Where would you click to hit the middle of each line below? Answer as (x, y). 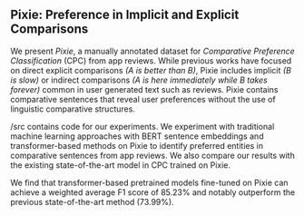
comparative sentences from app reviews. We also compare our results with (153, 155)
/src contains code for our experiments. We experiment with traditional (142, 126)
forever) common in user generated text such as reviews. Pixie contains (145, 89)
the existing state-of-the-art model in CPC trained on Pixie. (120, 165)
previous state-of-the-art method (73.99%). (93, 201)
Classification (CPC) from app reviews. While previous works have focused (151, 60)
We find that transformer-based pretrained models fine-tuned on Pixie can (149, 182)
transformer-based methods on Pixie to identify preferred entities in (137, 145)
